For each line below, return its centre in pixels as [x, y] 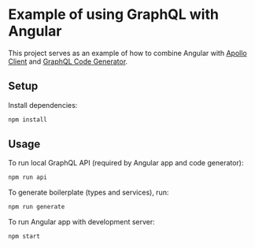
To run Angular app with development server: [81, 222]
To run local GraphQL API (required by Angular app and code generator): [126, 163]
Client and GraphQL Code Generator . [68, 61]
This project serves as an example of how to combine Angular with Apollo [128, 53]
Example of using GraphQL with [113, 15]
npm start [24, 237]
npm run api [28, 178]
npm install [28, 120]
